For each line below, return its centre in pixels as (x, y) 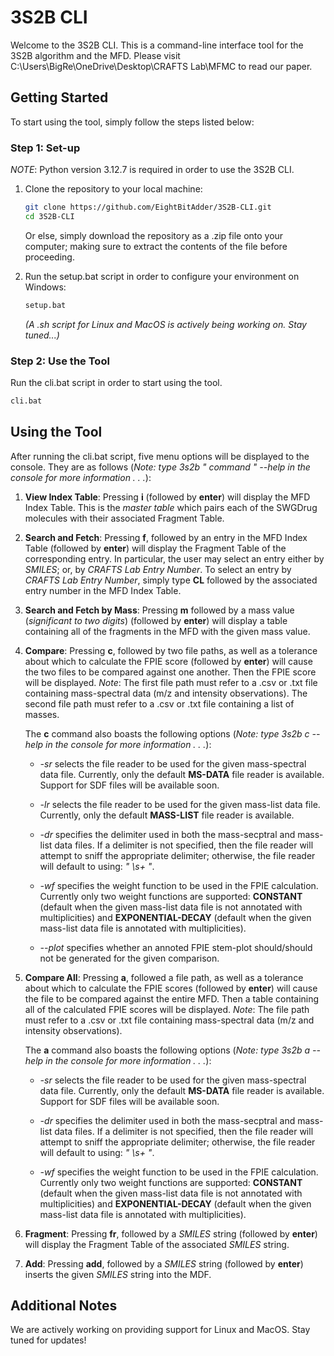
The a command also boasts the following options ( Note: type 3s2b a (167, 1050)
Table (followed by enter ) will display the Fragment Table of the (155, 548)
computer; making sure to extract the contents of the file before (156, 246)
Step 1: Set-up (45, 148)
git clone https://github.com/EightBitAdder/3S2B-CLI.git (148, 207)
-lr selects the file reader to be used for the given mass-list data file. (180, 804)
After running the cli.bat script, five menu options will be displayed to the (160, 456)
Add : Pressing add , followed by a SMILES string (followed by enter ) (164, 1263)
